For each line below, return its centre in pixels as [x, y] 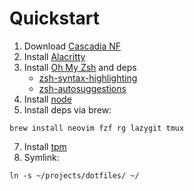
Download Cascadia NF [72, 46]
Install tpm [45, 146]
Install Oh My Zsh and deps [80, 67]
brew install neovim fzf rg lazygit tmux [97, 128]
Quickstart [55, 18]
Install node [47, 99]
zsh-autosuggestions [82, 88]
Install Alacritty [54, 56]
